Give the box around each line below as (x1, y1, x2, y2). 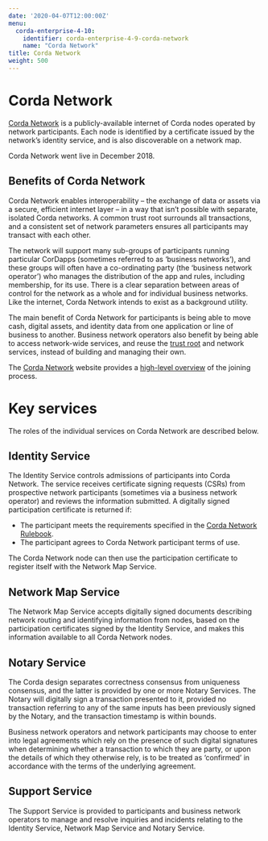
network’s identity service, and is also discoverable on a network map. (8, 135, 242, 145)
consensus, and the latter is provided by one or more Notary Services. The (8, 686, 256, 695)
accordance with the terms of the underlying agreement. (8, 761, 196, 771)
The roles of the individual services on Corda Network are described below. (8, 426, 259, 435)
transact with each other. (8, 230, 91, 239)
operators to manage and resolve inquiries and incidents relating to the (8, 814, 243, 824)
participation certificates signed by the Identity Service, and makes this (8, 624, 245, 634)
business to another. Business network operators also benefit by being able (8, 330, 259, 339)
